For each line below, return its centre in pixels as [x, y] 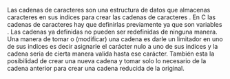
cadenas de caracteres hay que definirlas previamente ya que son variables [115, 24]
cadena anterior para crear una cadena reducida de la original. [96, 68]
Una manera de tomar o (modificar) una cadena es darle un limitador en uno [115, 39]
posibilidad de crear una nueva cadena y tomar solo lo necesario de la [107, 61]
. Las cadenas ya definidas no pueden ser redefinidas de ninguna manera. [113, 32]
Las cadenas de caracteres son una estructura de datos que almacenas [109, 10]
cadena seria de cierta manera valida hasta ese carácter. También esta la [111, 54]
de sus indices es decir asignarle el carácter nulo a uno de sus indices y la [113, 46]
